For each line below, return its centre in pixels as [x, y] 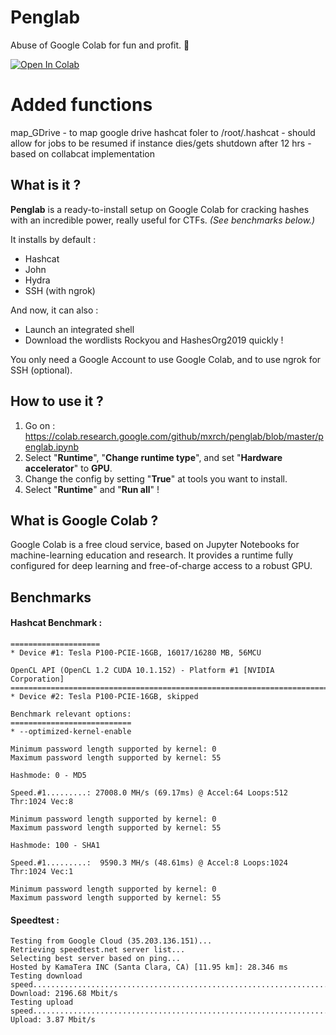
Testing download [46, 976]
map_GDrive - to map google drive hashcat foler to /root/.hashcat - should [163, 132]
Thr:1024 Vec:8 [42, 801]
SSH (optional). [41, 370]
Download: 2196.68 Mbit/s [64, 994]
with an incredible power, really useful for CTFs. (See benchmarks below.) [163, 220]
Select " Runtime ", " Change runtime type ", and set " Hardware [153, 457]
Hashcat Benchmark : [56, 623]
